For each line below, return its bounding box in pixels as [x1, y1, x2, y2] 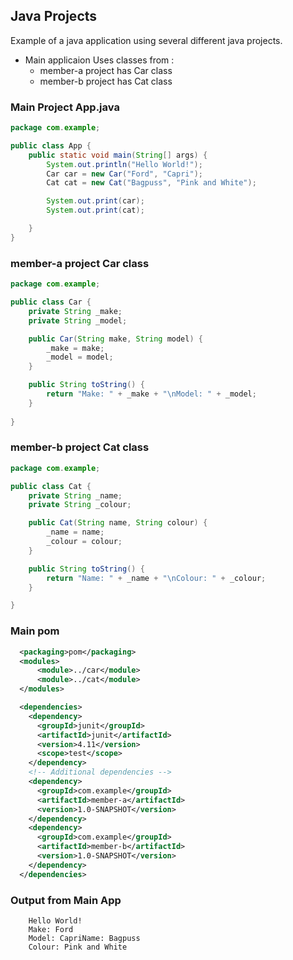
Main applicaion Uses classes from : [24, 54, 175, 66]
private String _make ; [28, 306, 123, 316]
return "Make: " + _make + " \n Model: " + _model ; [46, 389, 257, 399]
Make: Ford [28, 924, 74, 934]
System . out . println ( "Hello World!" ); [46, 159, 203, 169]
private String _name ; [28, 490, 123, 501]
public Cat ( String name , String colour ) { [28, 518, 208, 528]
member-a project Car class [10, 256, 150, 270]
